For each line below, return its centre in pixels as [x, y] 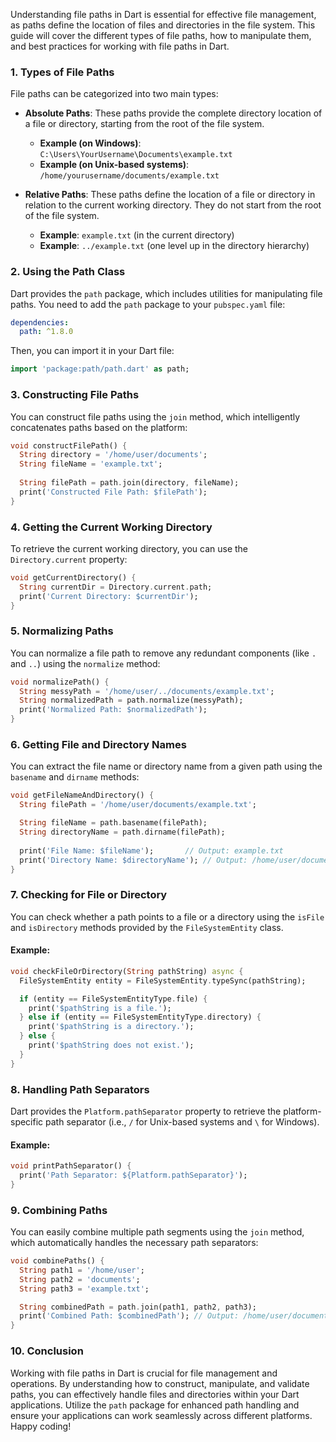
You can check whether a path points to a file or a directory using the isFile [167, 916]
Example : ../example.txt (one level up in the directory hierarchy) [174, 246]
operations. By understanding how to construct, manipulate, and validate [160, 1383]
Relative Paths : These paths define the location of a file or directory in [170, 195]
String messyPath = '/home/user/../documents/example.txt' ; [147, 691]
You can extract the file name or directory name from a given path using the [166, 766]
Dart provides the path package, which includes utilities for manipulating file [166, 293]
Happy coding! [41, 1426]
